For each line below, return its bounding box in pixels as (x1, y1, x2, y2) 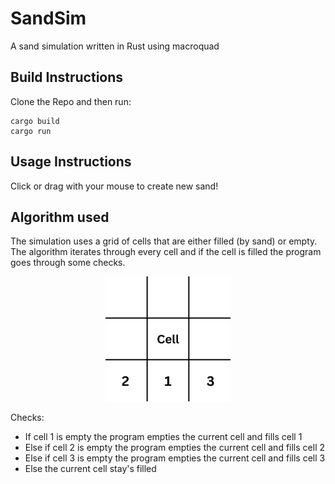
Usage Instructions (10, 153, 132, 171)
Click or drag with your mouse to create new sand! (10, 180, 219, 192)
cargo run (10, 126, 52, 136)
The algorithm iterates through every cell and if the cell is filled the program (10, 246, 322, 258)
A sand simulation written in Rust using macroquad (10, 40, 220, 52)
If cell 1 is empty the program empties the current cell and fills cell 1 (24, 431, 303, 443)
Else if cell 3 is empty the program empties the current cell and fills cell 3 (24, 452, 326, 464)
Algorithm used (10, 208, 110, 226)
